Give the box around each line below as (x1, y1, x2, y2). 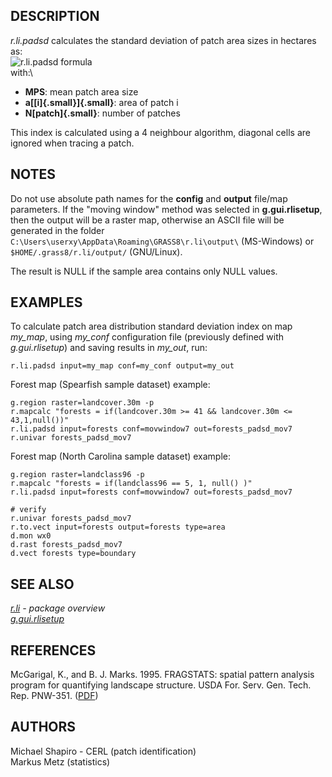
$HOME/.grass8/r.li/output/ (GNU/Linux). (10, 245, 183, 258)
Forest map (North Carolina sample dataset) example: (10, 450, 232, 463)
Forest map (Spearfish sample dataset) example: (10, 379, 211, 391)
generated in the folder (10, 224, 105, 236)
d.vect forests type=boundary (10, 549, 137, 559)
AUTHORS (10, 719, 77, 736)
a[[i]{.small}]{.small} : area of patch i (24, 96, 179, 108)
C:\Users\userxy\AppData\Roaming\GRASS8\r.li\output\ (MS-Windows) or (10, 235, 315, 247)
